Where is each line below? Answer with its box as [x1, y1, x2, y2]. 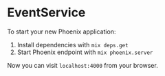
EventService [7, 5, 86, 21]
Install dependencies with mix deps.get [16, 40, 129, 49]
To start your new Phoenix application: [7, 27, 116, 36]
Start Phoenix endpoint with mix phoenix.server [16, 48, 153, 56]
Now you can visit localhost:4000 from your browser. [7, 61, 158, 69]
